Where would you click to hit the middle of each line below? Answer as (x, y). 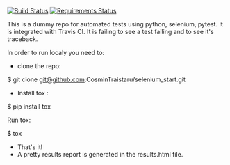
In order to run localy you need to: (56, 53)
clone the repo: (39, 66)
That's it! (30, 147)
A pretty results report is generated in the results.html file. (100, 154)
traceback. (23, 39)
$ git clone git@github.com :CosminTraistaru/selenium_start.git (97, 79)
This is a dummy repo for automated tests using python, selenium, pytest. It (115, 24)
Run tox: (19, 120)
